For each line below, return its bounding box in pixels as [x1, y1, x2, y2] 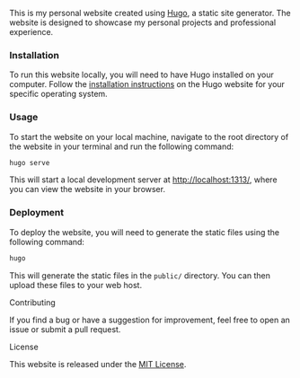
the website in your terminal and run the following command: [9, 141, 234, 152]
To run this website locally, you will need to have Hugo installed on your [9, 69, 274, 80]
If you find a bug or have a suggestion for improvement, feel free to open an [9, 314, 290, 325]
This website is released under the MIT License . [9, 358, 187, 369]
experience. [9, 27, 54, 37]
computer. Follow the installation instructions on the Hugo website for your [9, 79, 286, 90]
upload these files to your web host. [9, 279, 142, 290]
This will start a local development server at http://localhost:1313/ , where [9, 174, 278, 185]
